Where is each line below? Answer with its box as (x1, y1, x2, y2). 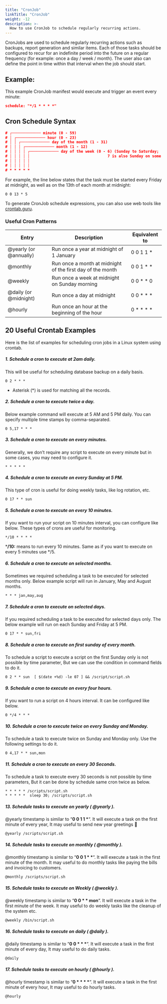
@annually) (7, 251, 34, 258)
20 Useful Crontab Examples (5, 326, 96, 335)
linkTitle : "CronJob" (5, 12, 50, 17)
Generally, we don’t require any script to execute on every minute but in (5, 449, 152, 455)
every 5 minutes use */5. (5, 549, 56, 555)
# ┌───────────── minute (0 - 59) (5, 130, 77, 135)
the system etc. (5, 908, 37, 914)
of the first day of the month (51, 266, 117, 273)
